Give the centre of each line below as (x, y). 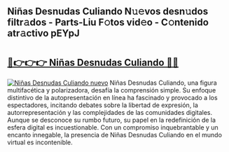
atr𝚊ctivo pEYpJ (44, 33)
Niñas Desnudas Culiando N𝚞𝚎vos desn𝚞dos (108, 12)
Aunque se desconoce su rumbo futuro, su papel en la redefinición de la (111, 120)
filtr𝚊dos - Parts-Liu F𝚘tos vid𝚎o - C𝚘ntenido (108, 23)
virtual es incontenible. (40, 142)
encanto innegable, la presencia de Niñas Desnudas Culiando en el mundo (115, 135)
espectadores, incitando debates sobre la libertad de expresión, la (103, 105)
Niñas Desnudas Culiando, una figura (163, 83)
